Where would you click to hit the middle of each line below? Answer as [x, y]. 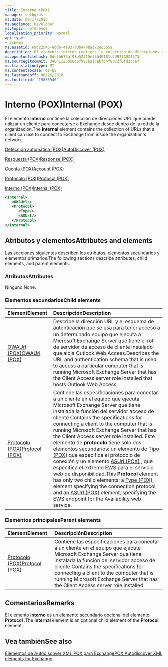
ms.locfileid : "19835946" [32, 80]
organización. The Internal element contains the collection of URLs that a [80, 129]
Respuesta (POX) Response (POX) [40, 159]
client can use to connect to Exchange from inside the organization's [76, 134]
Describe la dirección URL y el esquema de [104, 322]
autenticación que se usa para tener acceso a [107, 328]
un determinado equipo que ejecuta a [97, 335]
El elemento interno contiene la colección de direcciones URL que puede [80, 118]
